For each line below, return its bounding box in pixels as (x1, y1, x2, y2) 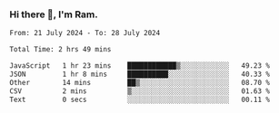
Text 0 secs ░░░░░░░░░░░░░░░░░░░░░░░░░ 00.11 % (9, 95, 271, 104)
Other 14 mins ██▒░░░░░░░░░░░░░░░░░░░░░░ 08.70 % (9, 78, 271, 87)
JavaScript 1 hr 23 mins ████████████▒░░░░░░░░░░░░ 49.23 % (9, 61, 271, 71)
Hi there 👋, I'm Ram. (9, 8, 98, 21)
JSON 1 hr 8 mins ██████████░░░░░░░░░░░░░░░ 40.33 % (9, 70, 271, 79)
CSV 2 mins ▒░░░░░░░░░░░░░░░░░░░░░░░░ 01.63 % (9, 86, 271, 96)
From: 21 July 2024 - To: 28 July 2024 (9, 29, 161, 38)
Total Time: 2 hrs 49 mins (9, 45, 112, 54)
